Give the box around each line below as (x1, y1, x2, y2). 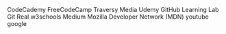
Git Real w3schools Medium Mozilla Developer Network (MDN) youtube (7, 13, 209, 21)
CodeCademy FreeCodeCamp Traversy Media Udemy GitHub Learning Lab (7, 6, 219, 13)
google (7, 20, 27, 27)
